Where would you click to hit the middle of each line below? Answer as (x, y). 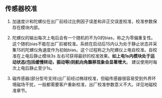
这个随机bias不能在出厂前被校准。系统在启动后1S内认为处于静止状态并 (82, 44)
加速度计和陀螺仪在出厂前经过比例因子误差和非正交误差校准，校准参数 (82, 21)
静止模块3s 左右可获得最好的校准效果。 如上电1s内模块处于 (92, 56)
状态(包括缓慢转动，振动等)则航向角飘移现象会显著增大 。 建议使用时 (85, 62)
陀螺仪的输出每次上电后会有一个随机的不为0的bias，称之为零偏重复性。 (84, 37)
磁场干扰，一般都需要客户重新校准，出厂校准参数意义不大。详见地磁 (85, 84)
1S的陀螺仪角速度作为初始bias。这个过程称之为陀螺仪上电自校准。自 (85, 49)
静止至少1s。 (42, 68)
